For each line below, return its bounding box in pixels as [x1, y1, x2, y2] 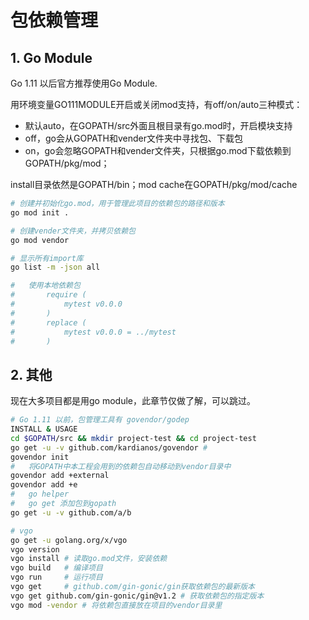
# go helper [10, 489, 70, 500]
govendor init [10, 452, 70, 462]
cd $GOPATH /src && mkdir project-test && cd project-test [10, 433, 257, 443]
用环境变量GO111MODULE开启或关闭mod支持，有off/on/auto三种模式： [10, 99, 303, 110]
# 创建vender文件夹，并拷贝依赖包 [10, 226, 136, 236]
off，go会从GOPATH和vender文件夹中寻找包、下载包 [24, 132, 243, 144]
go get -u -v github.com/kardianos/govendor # [10, 442, 208, 453]
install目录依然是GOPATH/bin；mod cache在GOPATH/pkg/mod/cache [10, 179, 298, 190]
